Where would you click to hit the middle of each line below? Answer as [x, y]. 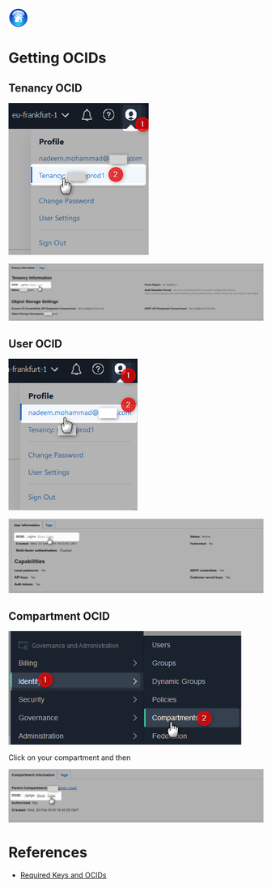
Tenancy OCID [45, 88]
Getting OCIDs [57, 58]
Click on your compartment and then [70, 758]
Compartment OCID [59, 616]
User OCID [35, 344]
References [48, 852]
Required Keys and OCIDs [63, 875]
